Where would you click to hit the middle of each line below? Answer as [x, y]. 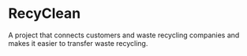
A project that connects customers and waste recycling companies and [124, 35]
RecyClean [45, 14]
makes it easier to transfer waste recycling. [78, 43]
